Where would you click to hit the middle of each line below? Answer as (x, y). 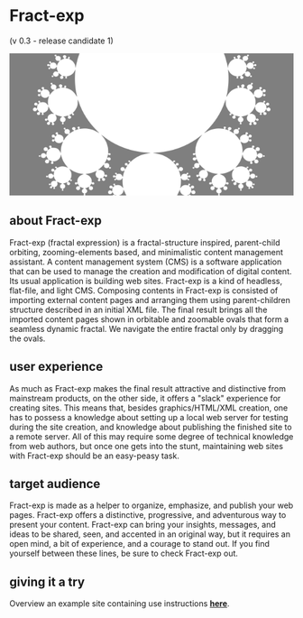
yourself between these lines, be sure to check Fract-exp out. (124, 553)
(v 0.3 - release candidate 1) (62, 41)
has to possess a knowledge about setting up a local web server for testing (149, 417)
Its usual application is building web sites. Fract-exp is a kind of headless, (146, 281)
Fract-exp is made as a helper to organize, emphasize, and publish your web (151, 505)
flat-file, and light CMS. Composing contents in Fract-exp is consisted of (144, 291)
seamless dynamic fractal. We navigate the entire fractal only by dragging (147, 328)
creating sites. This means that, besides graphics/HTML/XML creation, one (149, 408)
